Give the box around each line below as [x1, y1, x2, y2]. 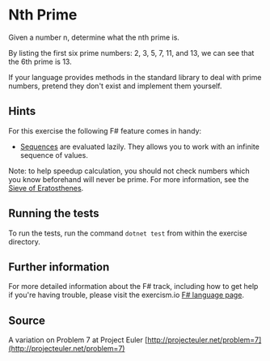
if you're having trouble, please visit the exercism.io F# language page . [8, 290, 245, 300]
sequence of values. [19, 150, 89, 159]
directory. [8, 236, 40, 246]
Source [8, 313, 46, 327]
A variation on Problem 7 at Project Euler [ [8, 335, 148, 345]
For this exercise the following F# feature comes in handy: [8, 125, 202, 135]
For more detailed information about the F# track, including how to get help [8, 282, 259, 291]
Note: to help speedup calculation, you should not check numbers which [8, 166, 251, 176]
